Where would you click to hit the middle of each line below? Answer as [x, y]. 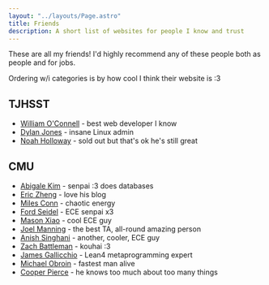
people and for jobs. [42, 63]
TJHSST [29, 104]
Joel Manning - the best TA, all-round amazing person [110, 229]
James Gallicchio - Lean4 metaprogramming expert [106, 255]
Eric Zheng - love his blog [63, 194]
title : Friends [34, 24]
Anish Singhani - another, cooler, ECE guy [90, 237]
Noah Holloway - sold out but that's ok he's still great [109, 141]
